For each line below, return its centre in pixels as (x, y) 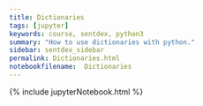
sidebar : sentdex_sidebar (56, 50)
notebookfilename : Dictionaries (71, 67)
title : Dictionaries (47, 17)
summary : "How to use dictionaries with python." (102, 42)
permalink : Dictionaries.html (65, 58)
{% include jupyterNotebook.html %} (76, 91)
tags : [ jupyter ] (39, 26)
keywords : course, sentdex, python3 (76, 34)
